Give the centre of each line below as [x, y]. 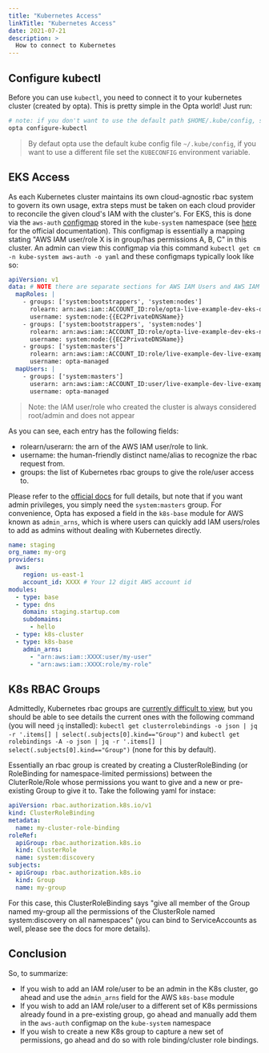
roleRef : [23, 835]
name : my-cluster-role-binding [68, 827]
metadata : [25, 820]
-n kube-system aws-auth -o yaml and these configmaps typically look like [131, 256]
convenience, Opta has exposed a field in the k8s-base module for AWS [126, 513]
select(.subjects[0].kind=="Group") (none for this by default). [112, 750]
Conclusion [38, 954]
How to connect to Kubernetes [66, 46]
